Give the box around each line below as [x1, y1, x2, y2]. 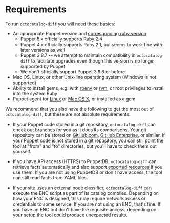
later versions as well [20, 47, 65, 53]
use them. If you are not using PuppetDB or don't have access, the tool [12, 169, 162, 175]
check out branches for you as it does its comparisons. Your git [12, 127, 147, 133]
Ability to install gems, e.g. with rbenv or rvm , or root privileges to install [12, 85, 165, 91]
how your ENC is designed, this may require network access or [12, 195, 146, 201]
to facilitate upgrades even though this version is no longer [31, 57, 155, 64]
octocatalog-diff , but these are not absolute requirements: [5, 111, 131, 117]
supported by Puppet [20, 63, 66, 69]
